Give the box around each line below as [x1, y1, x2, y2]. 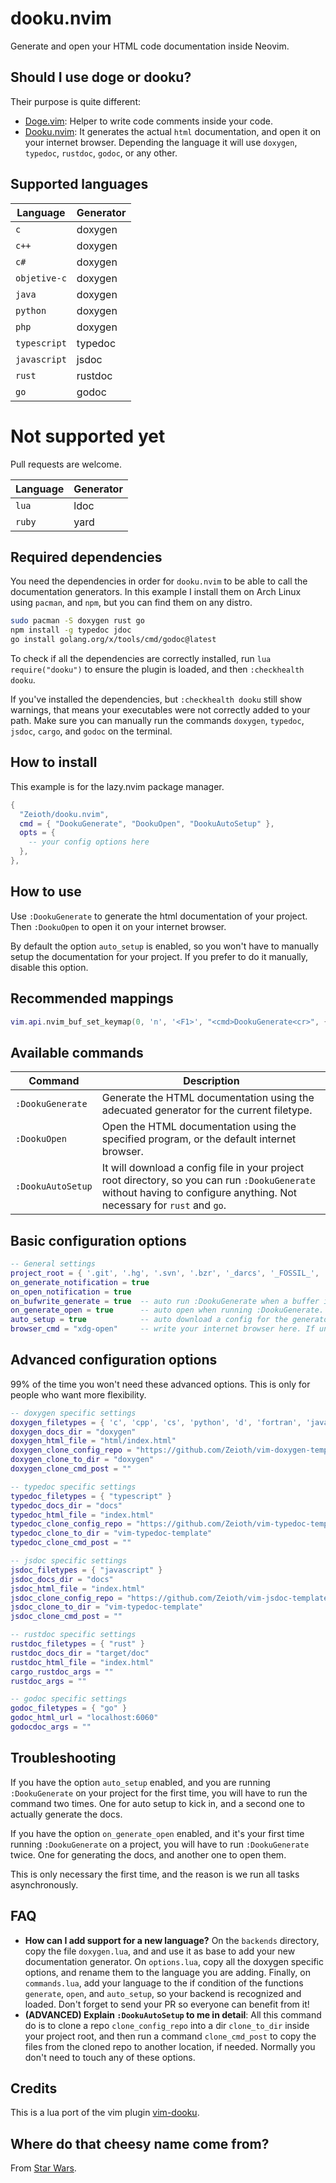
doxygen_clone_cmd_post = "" [10, 1464, 132, 1474]
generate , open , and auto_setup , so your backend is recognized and [24, 1987, 302, 1999]
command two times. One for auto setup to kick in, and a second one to [10, 1797, 305, 1809]
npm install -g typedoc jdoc [10, 625, 132, 636]
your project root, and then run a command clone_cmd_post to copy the [24, 2030, 317, 2042]
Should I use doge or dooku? [10, 69, 192, 86]
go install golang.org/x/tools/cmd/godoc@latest [10, 635, 217, 645]
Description [183, 1074, 240, 1088]
